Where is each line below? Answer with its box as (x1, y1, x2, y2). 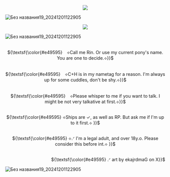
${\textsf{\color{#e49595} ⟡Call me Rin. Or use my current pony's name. (7, 50, 163, 55)
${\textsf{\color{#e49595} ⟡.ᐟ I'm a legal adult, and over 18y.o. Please (12, 136, 159, 141)
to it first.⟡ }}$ (70, 120, 100, 126)
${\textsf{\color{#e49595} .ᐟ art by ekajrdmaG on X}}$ (51, 157, 165, 162)
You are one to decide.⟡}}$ (56, 55, 114, 61)
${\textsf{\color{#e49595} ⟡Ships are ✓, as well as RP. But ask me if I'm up (6, 114, 164, 120)
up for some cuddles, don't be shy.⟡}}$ (44, 77, 127, 83)
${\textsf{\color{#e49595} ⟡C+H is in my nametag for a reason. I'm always (5, 71, 165, 77)
